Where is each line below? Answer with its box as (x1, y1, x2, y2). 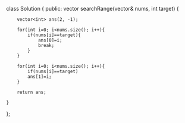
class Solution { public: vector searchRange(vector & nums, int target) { (6, 5, 180, 12)
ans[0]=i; (37, 37, 62, 43)
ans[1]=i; (27, 74, 52, 80)
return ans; (17, 89, 46, 95)
